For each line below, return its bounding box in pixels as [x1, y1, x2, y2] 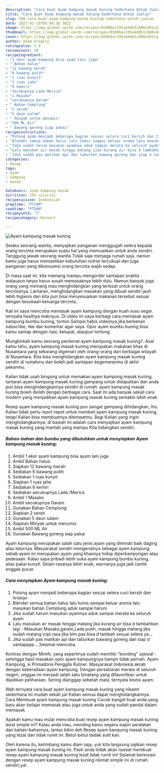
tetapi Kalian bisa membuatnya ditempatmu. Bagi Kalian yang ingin [5, 414, 139, 420]
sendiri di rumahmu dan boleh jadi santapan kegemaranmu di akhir [5, 359, 139, 365]
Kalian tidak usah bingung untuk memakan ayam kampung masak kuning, [5, 374, 153, 379]
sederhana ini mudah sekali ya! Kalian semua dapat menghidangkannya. [5, 691, 150, 697]
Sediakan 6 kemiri [12, 484, 49, 490]
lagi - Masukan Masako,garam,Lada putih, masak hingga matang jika [12, 626, 150, 632]
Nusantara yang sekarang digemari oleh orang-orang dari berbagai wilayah [5, 349, 157, 354]
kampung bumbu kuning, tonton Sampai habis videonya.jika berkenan [5, 318, 146, 324]
